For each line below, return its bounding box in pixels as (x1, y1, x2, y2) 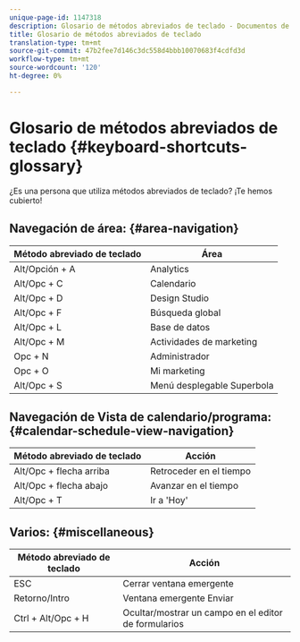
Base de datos (150, 321, 211, 333)
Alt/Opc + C (13, 277, 63, 289)
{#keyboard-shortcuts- (70, 136, 248, 157)
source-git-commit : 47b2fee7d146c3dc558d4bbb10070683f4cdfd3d (9, 47, 246, 56)
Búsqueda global (150, 306, 221, 319)
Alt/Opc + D (13, 292, 63, 304)
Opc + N (13, 350, 49, 363)
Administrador (150, 350, 210, 363)
